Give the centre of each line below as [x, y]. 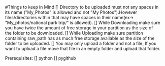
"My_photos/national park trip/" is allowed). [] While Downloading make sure [83, 22]
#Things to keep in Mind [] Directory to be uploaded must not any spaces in [82, 7]
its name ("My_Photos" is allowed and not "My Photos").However [71, 12]
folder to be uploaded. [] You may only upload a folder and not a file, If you [81, 43]
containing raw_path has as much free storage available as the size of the [80, 38]
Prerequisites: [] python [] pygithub [41, 58]
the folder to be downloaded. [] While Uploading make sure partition [74, 33]
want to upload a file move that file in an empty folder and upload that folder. [83, 49]
